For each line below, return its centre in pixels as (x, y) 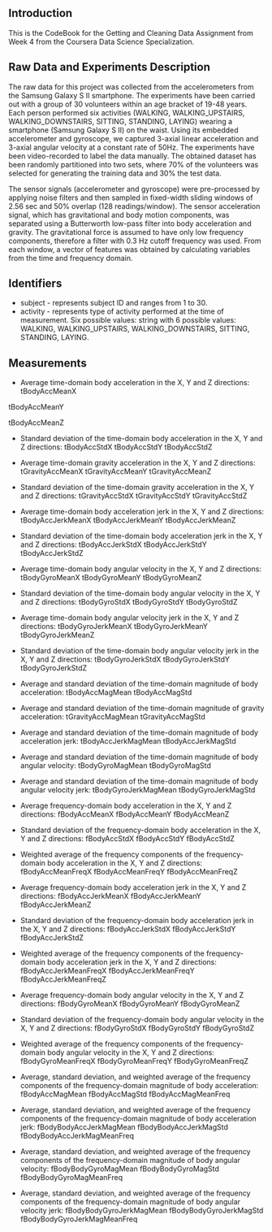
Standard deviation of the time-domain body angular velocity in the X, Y (140, 593)
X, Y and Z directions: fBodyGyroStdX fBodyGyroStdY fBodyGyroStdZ (137, 1028)
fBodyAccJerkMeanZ (56, 904)
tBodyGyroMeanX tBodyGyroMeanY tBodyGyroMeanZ (111, 578)
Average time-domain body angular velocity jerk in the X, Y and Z (130, 618)
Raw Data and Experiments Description (110, 67)
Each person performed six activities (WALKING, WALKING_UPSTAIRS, (127, 112)
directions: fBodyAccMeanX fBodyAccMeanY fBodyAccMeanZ (125, 814)
